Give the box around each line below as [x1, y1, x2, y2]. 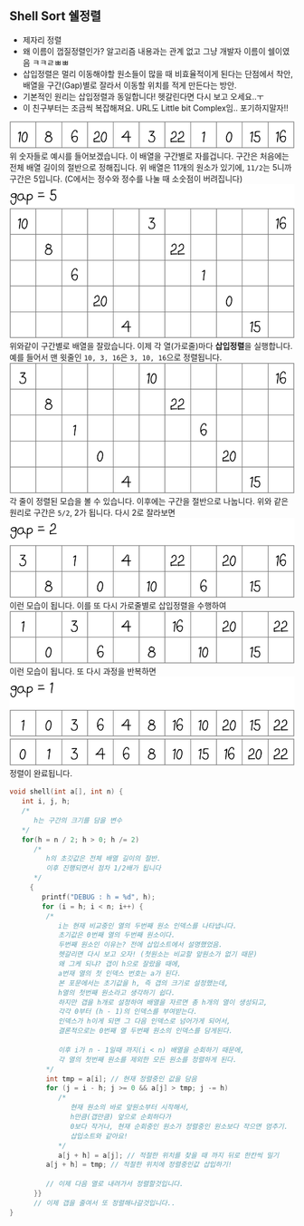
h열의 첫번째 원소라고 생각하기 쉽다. [57, 988, 176, 997]
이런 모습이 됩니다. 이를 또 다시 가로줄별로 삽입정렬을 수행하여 [9, 599, 227, 610]
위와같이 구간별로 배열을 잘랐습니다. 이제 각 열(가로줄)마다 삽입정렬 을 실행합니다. [9, 341, 293, 352]
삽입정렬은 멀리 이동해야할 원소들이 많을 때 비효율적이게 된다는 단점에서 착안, [22, 68, 294, 79]
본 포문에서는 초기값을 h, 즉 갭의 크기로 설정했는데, [57, 978, 229, 988]
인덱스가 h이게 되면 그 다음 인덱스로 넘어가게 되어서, [57, 1017, 232, 1027]
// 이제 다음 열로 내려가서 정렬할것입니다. [45, 1180, 184, 1189]
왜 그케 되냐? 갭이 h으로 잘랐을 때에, [57, 959, 182, 968]
